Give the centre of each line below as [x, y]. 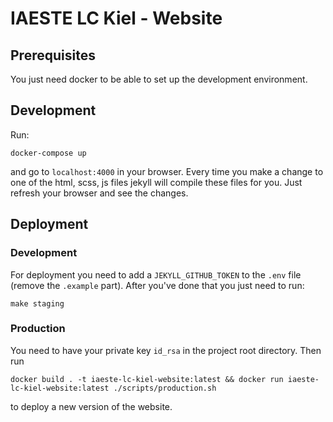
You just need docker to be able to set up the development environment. [159, 79]
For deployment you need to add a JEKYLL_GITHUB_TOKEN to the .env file [156, 274]
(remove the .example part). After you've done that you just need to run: [157, 285]
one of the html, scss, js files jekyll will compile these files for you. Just [156, 182]
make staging [37, 303]
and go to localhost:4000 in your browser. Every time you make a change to [167, 171]
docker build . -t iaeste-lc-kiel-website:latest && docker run [147, 379]
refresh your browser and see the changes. [99, 193]
